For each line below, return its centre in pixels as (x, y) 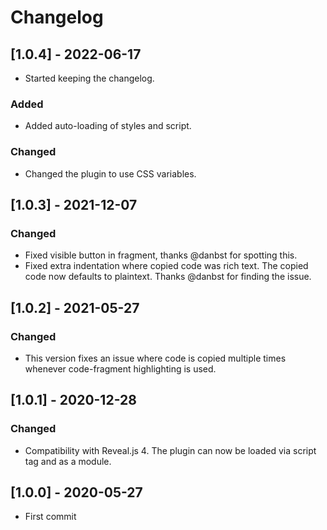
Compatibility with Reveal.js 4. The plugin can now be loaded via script (170, 450)
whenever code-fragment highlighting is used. (120, 368)
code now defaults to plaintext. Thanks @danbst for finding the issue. (168, 277)
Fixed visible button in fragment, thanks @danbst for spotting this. (161, 255)
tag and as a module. (68, 461)
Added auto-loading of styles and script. (108, 126)
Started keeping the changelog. (89, 78)
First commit (50, 517)
